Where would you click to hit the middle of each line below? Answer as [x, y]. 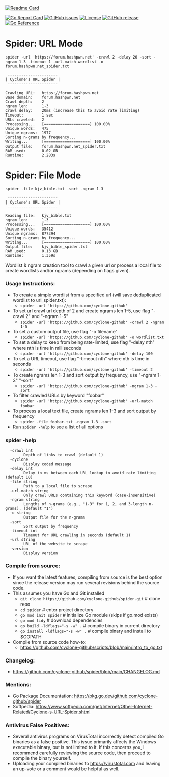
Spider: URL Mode [44, 44]
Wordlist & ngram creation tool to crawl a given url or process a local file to [83, 265]
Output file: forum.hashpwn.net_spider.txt [55, 146]
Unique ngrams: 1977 [28, 133]
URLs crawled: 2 [25, 120]
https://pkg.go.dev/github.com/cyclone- [116, 696]
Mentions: [18, 684]
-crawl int [21, 451]
